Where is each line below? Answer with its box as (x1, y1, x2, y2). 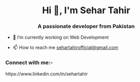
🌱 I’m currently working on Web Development (12, 34, 109, 40)
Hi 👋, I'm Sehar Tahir (42, 5, 131, 16)
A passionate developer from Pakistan (37, 23, 135, 30)
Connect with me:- (5, 59, 53, 66)
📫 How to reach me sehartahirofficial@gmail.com (12, 44, 118, 50)
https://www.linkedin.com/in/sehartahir (5, 71, 88, 77)
